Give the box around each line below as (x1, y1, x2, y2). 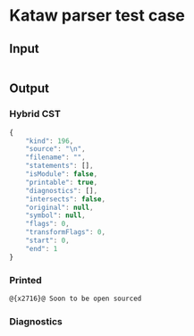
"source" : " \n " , (25, 145, 87, 154)
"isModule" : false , (25, 170, 98, 179)
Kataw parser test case (9, 5, 186, 26)
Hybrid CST (9, 108, 61, 121)
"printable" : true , (25, 178, 98, 187)
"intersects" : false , (25, 194, 105, 204)
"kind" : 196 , (25, 136, 74, 146)
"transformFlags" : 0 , (25, 228, 105, 237)
